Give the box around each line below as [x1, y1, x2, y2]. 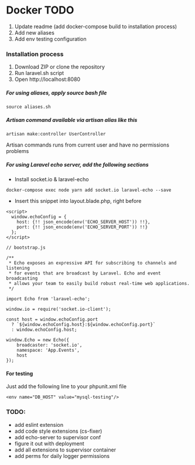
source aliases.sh [6, 104, 51, 110]
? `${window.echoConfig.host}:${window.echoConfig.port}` [11, 322, 156, 328]
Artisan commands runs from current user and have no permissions [6, 141, 170, 148]
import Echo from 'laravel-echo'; [6, 296, 91, 302]
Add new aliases [14, 29, 54, 36]
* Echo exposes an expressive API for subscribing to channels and [8, 260, 177, 266]
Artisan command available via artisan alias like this [6, 116, 138, 123]
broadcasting [6, 276, 38, 281]
